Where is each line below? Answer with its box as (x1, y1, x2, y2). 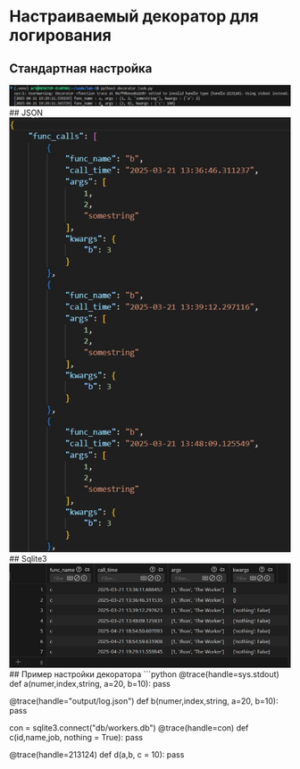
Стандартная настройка (9, 61, 153, 76)
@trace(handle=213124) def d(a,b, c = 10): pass (9, 749, 185, 760)
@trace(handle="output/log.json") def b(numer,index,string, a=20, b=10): (9, 696, 279, 706)
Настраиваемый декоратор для (9, 6, 259, 27)
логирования (9, 25, 112, 46)
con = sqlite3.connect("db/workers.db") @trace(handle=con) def (9, 723, 249, 733)
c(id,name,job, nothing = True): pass (9, 732, 144, 743)
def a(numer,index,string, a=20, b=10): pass (9, 679, 171, 690)
